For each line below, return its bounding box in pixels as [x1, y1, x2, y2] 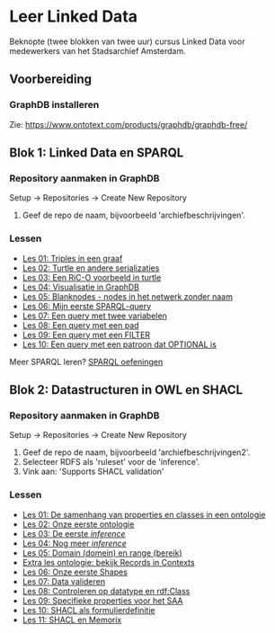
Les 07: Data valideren [22, 575, 106, 586]
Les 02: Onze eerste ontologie [22, 519, 135, 530]
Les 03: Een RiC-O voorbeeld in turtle [22, 272, 162, 282]
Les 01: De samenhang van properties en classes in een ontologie [22, 509, 266, 520]
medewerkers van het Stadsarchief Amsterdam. [9, 45, 186, 56]
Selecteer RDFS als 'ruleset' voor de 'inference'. [22, 457, 200, 468]
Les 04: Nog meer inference [22, 538, 128, 548]
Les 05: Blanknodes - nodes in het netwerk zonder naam [22, 290, 234, 302]
